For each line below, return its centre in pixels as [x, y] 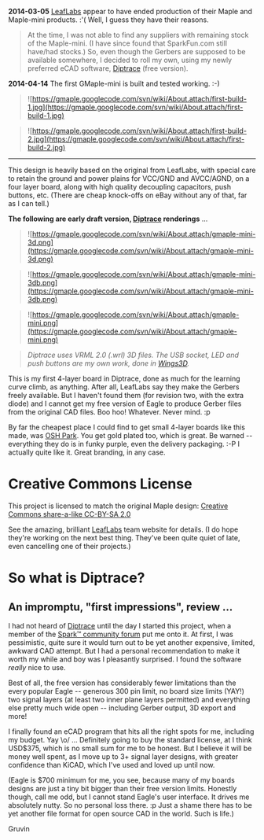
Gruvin [19, 828]
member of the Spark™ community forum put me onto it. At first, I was [121, 634]
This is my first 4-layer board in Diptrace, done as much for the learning [125, 378]
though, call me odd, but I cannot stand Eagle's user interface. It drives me [129, 797]
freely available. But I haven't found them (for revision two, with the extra [126, 395]
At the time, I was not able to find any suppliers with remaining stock [138, 35]
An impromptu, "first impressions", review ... [121, 607]
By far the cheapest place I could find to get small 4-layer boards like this [127, 427]
